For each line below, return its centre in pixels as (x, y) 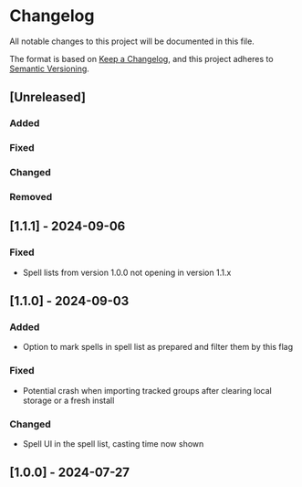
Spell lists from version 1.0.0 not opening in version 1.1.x (127, 272)
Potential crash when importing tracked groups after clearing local (147, 390)
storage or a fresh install (68, 400)
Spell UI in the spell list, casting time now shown (113, 443)
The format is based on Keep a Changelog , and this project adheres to (141, 58)
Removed (31, 197)
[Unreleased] (48, 97)
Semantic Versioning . (49, 69)
